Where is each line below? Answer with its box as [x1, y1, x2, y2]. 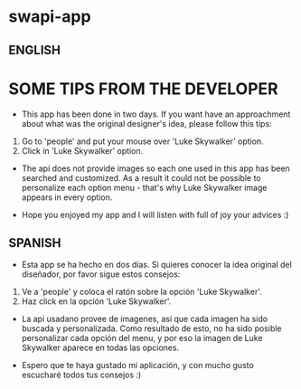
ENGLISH [8, 43, 61, 58]
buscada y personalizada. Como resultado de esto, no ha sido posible [21, 323, 282, 334]
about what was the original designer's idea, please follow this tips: [21, 118, 272, 128]
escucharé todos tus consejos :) [21, 369, 142, 381]
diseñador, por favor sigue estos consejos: [21, 269, 181, 280]
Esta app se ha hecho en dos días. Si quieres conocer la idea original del [21, 260, 293, 270]
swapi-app [8, 6, 91, 27]
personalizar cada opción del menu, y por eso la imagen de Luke [21, 333, 263, 344]
